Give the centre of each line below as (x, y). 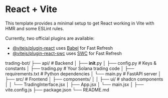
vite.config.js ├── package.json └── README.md (57, 89)
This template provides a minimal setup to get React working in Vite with (80, 23)
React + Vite (31, 9)
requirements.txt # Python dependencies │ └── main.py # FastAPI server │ (83, 73)
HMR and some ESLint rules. (35, 28)
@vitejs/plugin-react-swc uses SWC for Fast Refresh (67, 53)
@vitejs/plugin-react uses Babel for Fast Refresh (63, 48)
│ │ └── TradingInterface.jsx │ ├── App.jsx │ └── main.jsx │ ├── (74, 84)
